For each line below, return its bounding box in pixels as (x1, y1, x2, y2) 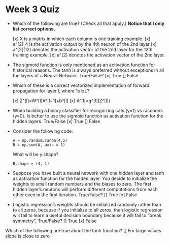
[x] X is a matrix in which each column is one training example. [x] (12, 36, 151, 42)
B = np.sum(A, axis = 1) (12, 142, 65, 147)
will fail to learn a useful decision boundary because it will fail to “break (12, 212, 162, 218)
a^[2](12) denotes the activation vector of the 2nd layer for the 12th (12, 46, 153, 52)
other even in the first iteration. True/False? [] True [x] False (12, 192, 138, 198)
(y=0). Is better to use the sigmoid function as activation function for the (12, 113, 164, 119)
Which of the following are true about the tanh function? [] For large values (5, 227, 161, 233)
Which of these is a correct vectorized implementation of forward (12, 82, 150, 88)
